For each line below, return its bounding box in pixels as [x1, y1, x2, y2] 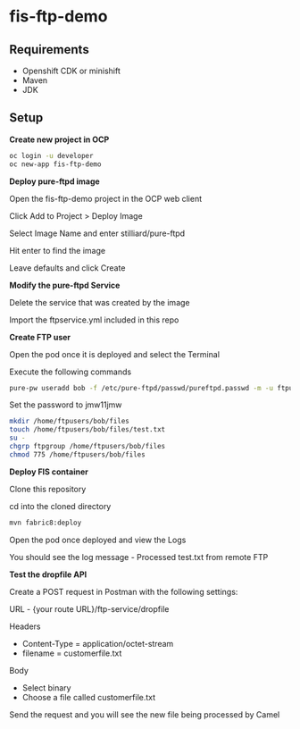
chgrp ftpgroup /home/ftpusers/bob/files [9, 442, 166, 451]
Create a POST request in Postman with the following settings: [9, 586, 238, 597]
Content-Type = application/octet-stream [21, 638, 174, 649]
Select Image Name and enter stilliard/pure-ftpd [9, 228, 186, 239]
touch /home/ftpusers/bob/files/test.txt [9, 425, 166, 434]
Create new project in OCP [9, 134, 110, 145]
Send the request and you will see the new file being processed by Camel [9, 708, 280, 720]
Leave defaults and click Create [9, 262, 126, 273]
